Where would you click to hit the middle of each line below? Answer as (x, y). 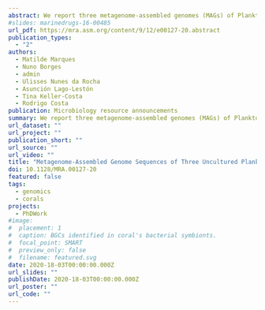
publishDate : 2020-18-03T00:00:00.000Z (74, 280)
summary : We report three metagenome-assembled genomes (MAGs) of (119, 118)
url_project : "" (35, 133)
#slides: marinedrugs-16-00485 (60, 23)
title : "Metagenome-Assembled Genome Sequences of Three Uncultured (123, 162)
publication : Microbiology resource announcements (93, 111)
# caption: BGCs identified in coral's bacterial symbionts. (112, 236)
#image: (21, 221)
